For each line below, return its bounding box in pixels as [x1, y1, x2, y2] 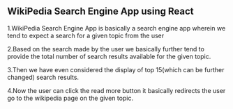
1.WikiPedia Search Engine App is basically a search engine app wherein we [7, 24, 226, 32]
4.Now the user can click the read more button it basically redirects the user [7, 86, 226, 94]
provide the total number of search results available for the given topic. [7, 52, 211, 60]
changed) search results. [7, 73, 79, 81]
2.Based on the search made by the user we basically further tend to [7, 44, 204, 53]
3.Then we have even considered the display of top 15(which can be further [7, 65, 225, 74]
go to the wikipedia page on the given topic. [7, 94, 134, 102]
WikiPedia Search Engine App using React [7, 6, 194, 17]
